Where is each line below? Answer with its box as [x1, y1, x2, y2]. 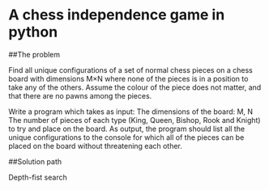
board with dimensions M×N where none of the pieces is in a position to [8, 74, 249, 83]
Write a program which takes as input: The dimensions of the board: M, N [8, 107, 254, 116]
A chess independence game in [8, 6, 225, 24]
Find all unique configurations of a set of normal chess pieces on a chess [8, 65, 253, 74]
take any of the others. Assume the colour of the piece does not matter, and [8, 82, 262, 92]
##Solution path [8, 156, 62, 167]
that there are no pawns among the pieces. [8, 91, 152, 100]
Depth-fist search [8, 172, 67, 182]
